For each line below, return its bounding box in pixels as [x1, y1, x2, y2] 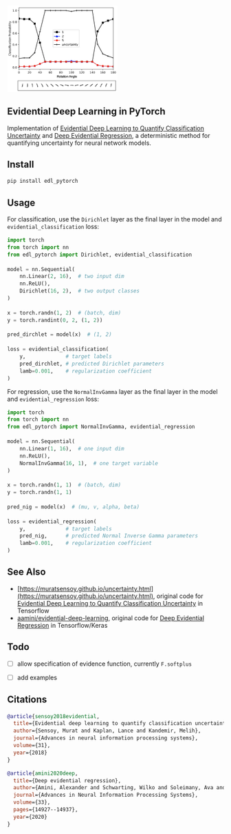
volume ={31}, [13, 742, 51, 749]
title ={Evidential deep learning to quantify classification [13, 720, 192, 727]
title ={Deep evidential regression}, [13, 777, 122, 784]
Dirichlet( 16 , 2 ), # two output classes [19, 288, 140, 295]
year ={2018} [13, 749, 48, 756]
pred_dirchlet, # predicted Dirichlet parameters [19, 360, 165, 367]
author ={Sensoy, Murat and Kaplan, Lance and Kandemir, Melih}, [13, 727, 201, 735]
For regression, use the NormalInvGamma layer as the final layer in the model [7, 387, 218, 395]
